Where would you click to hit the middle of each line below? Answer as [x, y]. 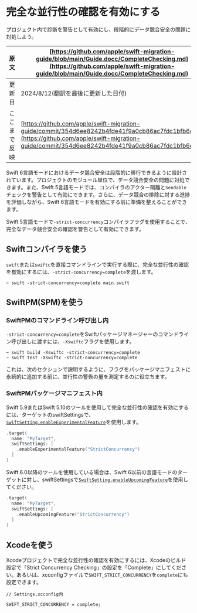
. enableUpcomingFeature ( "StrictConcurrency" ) [73, 514]
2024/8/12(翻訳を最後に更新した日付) [74, 93]
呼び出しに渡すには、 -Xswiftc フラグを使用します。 [73, 342]
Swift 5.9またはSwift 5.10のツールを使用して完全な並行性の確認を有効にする [97, 407]
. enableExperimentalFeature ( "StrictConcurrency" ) [79, 449]
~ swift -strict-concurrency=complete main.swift [68, 283]
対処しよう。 [21, 36]
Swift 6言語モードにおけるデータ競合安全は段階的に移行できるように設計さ [97, 172]
